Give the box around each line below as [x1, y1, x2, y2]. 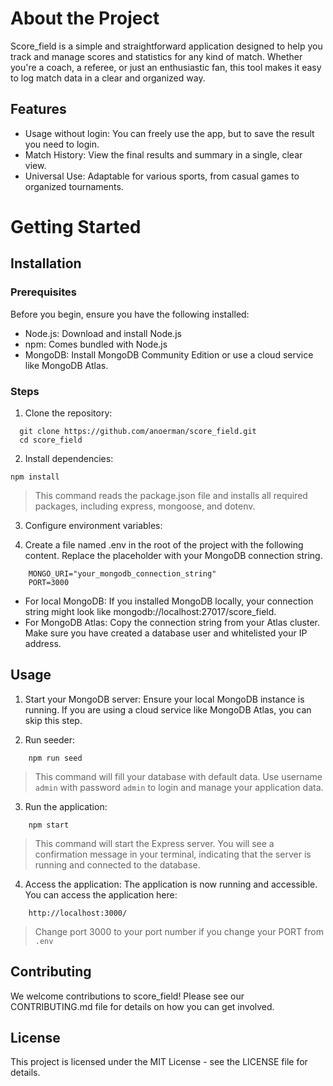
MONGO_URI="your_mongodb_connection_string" [28, 568, 217, 579]
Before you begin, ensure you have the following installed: [10, 308, 250, 320]
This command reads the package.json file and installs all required [34, 489, 308, 501]
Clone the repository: [24, 407, 113, 419]
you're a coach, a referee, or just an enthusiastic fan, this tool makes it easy [10, 61, 322, 73]
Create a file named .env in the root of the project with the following [24, 538, 304, 551]
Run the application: [24, 800, 108, 812]
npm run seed [28, 753, 83, 763]
